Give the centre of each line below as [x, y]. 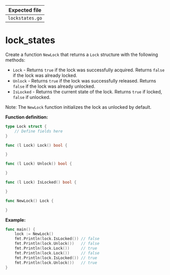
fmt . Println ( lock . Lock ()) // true [56, 248]
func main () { [20, 229]
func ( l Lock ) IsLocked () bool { [41, 182]
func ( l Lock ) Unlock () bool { [39, 164]
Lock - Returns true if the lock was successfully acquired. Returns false [89, 70]
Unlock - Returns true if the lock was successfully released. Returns [84, 81]
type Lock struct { [26, 126]
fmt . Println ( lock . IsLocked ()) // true [56, 258]
